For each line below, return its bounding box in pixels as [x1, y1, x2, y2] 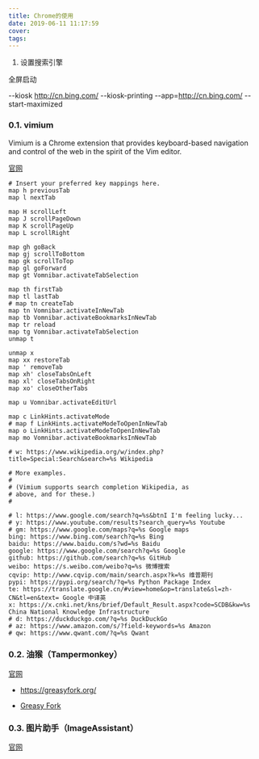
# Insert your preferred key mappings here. [8, 179, 161, 187]
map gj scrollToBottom [8, 250, 85, 258]
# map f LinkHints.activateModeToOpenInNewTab [8, 419, 168, 428]
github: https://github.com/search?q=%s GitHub [8, 554, 172, 562]
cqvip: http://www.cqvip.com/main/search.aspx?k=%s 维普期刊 [8, 571, 214, 579]
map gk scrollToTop [8, 257, 74, 265]
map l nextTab [8, 193, 56, 202]
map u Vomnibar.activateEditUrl [8, 398, 117, 406]
